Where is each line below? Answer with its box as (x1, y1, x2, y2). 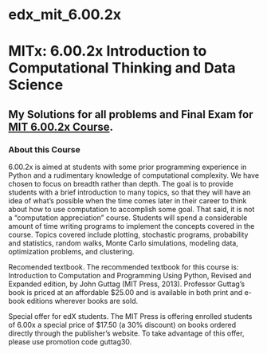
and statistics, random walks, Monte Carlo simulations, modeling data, (8, 238, 239, 248)
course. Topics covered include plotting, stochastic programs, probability (8, 230, 249, 240)
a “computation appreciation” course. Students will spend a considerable (8, 213, 248, 222)
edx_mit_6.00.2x (8, 6, 122, 24)
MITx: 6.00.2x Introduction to (8, 42, 207, 61)
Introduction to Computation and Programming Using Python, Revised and (8, 271, 252, 281)
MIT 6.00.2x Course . (8, 120, 114, 133)
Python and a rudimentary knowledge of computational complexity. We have (8, 171, 260, 180)
